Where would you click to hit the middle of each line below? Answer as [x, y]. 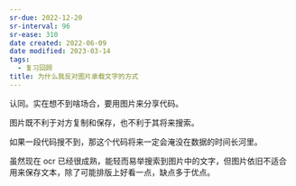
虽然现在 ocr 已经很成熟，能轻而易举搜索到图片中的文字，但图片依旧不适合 [148, 161]
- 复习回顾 [35, 69]
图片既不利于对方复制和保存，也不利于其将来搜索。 [104, 122]
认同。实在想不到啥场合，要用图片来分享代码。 [96, 103]
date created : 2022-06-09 [58, 43]
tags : [19, 60]
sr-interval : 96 [40, 26]
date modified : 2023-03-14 [60, 51]
